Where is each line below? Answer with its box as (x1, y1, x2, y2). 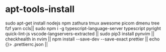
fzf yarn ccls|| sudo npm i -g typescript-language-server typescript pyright (5, 25, 161, 31)
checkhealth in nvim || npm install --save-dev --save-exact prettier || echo (5, 36, 160, 42)
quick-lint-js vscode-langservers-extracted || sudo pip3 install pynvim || (5, 30, 154, 36)
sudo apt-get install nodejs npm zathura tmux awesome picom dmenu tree (5, 20, 160, 26)
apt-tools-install (5, 3, 75, 15)
